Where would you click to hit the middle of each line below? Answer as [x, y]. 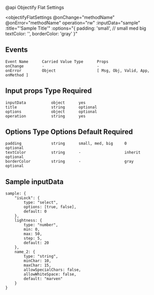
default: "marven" [43, 279]
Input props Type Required [49, 91]
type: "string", [41, 257]
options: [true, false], [50, 207]
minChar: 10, [38, 261]
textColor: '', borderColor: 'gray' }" [41, 34]
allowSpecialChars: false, [52, 270]
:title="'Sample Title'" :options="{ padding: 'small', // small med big [76, 28]
